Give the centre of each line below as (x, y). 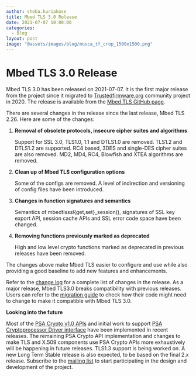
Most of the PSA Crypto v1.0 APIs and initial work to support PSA (84, 323)
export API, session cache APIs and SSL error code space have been (98, 218)
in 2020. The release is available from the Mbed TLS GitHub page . (86, 101)
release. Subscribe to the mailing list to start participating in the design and (97, 361)
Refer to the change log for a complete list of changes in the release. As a (95, 282)
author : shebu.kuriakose (36, 11)
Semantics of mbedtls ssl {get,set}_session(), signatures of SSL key (95, 212)
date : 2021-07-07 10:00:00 (39, 22)
